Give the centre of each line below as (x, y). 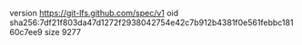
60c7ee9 (26, 32)
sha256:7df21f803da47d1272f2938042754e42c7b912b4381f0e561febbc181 (151, 22)
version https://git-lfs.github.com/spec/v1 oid (94, 13)
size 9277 (63, 32)
